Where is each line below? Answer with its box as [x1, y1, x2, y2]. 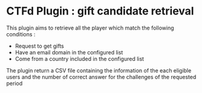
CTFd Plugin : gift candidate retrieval [6, 4, 195, 18]
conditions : [6, 30, 36, 37]
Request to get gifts [15, 42, 65, 50]
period [6, 80, 23, 87]
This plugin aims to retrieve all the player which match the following [6, 24, 174, 31]
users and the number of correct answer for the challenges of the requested [6, 73, 197, 80]
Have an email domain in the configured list [15, 48, 123, 56]
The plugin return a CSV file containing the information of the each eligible [6, 66, 192, 74]
